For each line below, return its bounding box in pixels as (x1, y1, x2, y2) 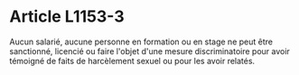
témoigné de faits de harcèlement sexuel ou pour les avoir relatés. (9, 55, 256, 66)
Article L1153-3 (9, 6, 125, 27)
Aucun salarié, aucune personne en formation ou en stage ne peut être (9, 36, 274, 47)
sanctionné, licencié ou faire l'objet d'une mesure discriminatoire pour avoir (9, 45, 291, 56)
